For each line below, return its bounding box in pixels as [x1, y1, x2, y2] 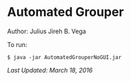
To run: [7, 40, 28, 48]
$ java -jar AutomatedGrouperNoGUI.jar [7, 53, 122, 61]
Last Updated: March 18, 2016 [7, 66, 93, 74]
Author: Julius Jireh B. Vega [7, 27, 86, 35]
